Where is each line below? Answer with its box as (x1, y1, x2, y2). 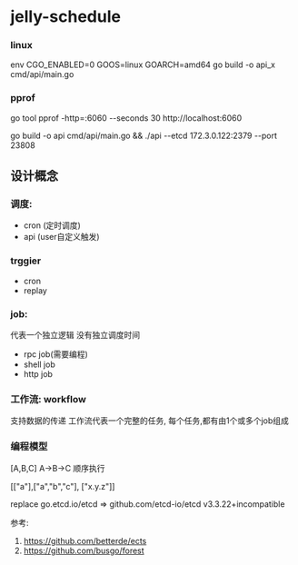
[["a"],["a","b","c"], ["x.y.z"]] (10, 481, 115, 491)
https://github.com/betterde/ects (23, 535, 147, 546)
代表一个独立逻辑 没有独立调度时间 (10, 330, 140, 341)
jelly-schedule (10, 6, 122, 27)
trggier (10, 254, 42, 267)
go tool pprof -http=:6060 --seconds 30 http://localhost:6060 (10, 112, 243, 124)
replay (23, 284, 48, 296)
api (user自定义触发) (23, 232, 100, 243)
